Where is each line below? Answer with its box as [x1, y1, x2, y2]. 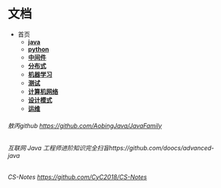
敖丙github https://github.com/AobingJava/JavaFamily [8, 121, 162, 130]
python [27, 45, 50, 53]
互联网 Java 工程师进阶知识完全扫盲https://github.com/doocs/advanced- [8, 144, 215, 152]
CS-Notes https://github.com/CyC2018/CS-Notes [8, 172, 147, 181]
